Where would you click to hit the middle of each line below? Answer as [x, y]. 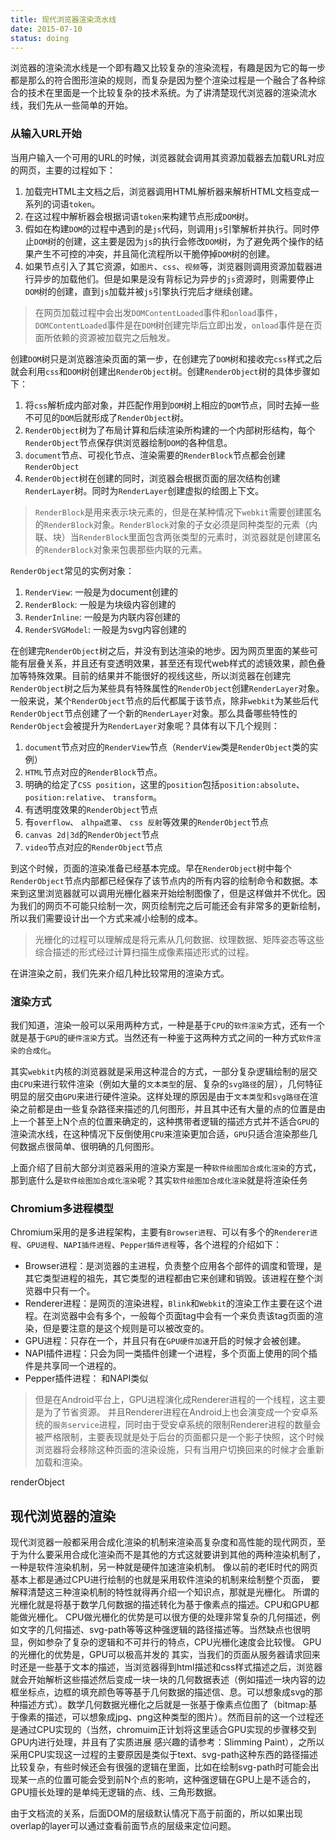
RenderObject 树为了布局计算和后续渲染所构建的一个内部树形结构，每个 [170, 430]
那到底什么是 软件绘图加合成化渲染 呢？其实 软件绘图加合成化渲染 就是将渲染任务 [159, 1180]
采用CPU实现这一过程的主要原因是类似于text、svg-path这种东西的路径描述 [164, 1755]
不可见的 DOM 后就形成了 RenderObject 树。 [107, 417]
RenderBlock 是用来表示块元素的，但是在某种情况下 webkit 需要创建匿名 [178, 512]
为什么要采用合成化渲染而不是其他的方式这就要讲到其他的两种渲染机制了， [172, 1555]
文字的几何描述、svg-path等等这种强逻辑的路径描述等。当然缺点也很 [160, 1630]
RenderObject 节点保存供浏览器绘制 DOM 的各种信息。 [128, 442]
